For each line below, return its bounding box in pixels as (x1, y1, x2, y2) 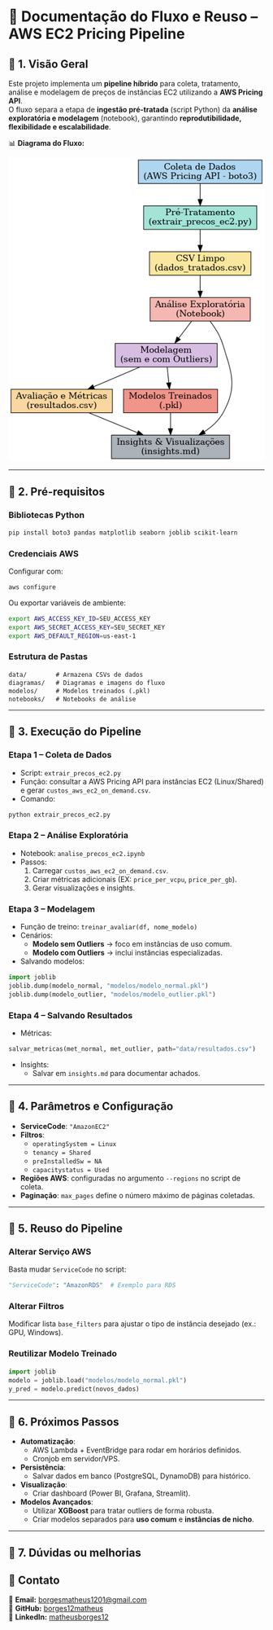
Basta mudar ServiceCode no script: (8, 1264, 127, 1274)
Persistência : (19, 1462, 67, 1473)
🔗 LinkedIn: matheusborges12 (8, 1612, 109, 1622)
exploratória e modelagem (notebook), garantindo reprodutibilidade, (8, 113, 242, 123)
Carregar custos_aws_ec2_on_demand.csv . (32, 865, 169, 875)
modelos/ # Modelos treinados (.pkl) (8, 687, 151, 695)
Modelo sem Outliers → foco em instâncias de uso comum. (32, 939, 232, 949)
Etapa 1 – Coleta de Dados (8, 749, 112, 761)
